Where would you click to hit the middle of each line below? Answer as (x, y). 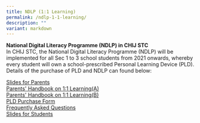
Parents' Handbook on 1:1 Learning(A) (53, 89)
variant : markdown (29, 28)
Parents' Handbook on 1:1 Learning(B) (53, 95)
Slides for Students (30, 114)
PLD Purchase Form (31, 102)
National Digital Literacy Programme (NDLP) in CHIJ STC (77, 45)
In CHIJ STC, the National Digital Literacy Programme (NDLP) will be (90, 52)
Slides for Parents (28, 82)
